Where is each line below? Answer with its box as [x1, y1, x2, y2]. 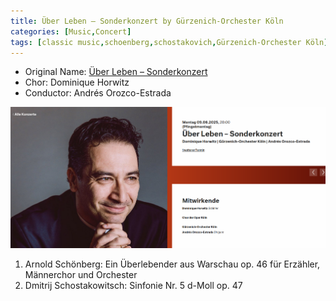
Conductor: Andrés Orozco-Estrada [24, 87, 172, 99]
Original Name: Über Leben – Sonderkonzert [24, 66, 208, 78]
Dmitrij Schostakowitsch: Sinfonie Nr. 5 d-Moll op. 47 [24, 279, 243, 291]
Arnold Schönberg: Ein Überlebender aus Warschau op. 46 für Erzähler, [24, 258, 321, 270]
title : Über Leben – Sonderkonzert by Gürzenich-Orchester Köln [10, 16, 284, 26]
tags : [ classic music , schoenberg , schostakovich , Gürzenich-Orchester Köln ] [10, 37, 329, 47]
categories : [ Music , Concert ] [10, 26, 132, 37]
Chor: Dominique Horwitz [24, 76, 130, 89]
